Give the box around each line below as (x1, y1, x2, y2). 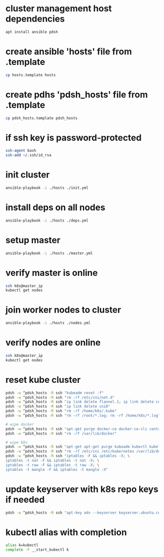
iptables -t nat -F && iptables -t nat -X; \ (5, 458, 99, 463)
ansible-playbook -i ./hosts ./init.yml (5, 185, 89, 191)
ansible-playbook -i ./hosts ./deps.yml (5, 218, 89, 223)
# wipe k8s (5, 440, 28, 445)
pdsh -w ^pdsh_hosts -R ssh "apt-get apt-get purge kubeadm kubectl (5, 445, 147, 449)
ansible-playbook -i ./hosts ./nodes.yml (5, 321, 91, 326)
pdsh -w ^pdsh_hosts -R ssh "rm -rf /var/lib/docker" (5, 431, 117, 436)
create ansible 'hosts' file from (5, 46, 132, 57)
